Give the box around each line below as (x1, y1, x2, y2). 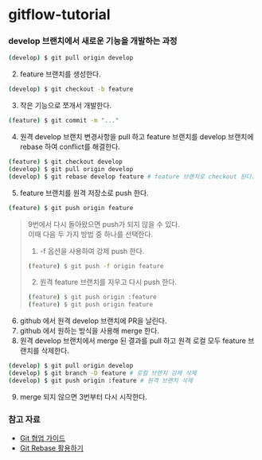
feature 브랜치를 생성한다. (19, 69, 101, 79)
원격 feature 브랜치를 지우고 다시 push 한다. (39, 277, 178, 287)
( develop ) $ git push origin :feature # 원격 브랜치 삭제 (8, 376, 194, 384)
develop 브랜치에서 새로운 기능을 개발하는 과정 (8, 36, 178, 47)
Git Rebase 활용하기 (19, 443, 84, 453)
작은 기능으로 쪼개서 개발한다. (19, 101, 112, 111)
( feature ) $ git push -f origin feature (27, 262, 164, 270)
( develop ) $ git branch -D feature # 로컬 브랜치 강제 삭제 (8, 369, 197, 377)
